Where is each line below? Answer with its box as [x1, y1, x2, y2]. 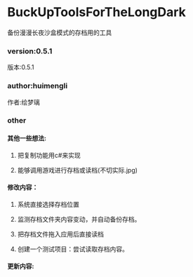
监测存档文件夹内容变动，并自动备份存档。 [17, 215, 141, 223]
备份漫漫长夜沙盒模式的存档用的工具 [7, 28, 112, 36]
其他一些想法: [7, 134, 47, 142]
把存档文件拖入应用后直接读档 [17, 229, 104, 238]
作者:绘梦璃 [7, 97, 41, 106]
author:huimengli [7, 81, 68, 91]
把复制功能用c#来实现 [17, 151, 81, 159]
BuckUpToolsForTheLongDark [7, 4, 186, 20]
